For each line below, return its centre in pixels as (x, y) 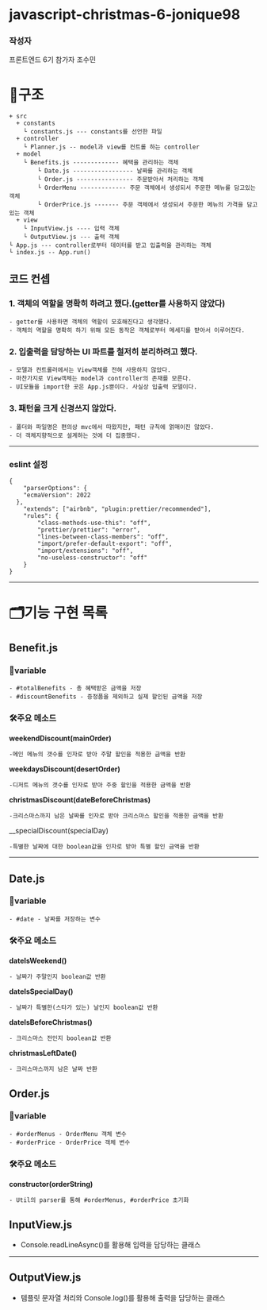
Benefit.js (34, 648)
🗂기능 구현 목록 (58, 613)
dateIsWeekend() (38, 961)
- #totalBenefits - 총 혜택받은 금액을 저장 (75, 688)
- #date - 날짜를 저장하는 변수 (55, 919)
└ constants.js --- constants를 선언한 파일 (93, 132)
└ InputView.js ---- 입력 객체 (71, 229)
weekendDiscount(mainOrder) (60, 738)
